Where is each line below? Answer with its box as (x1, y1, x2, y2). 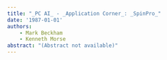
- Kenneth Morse (19, 36, 67, 43)
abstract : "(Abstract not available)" (7, 42, 118, 49)
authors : (7, 23, 32, 30)
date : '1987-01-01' (7, 17, 63, 23)
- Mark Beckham (19, 29, 63, 37)
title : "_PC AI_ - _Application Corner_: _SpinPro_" (7, 10, 162, 17)
